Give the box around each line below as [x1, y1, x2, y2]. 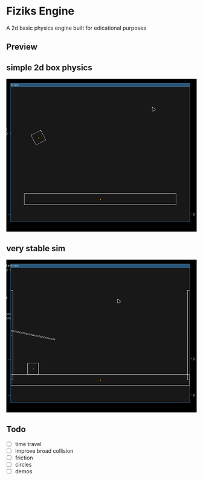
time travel [14, 440, 42, 447]
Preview [6, 42, 38, 52]
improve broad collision [14, 447, 74, 455]
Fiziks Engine [6, 4, 75, 18]
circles [14, 461, 32, 468]
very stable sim [6, 243, 65, 254]
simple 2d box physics [6, 62, 92, 73]
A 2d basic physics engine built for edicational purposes [6, 24, 147, 31]
